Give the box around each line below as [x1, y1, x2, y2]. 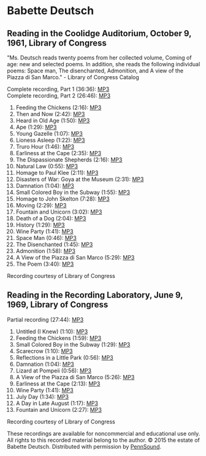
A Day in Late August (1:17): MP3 [15, 400, 99, 407]
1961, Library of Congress [7, 37, 107, 48]
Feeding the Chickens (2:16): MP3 [15, 104, 102, 111]
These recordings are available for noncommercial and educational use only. [7, 430, 200, 437]
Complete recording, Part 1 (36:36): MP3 [7, 85, 110, 93]
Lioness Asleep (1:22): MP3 [15, 136, 85, 144]
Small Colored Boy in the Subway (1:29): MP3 [15, 341, 131, 348]
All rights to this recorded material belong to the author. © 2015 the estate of [7, 436, 200, 444]
